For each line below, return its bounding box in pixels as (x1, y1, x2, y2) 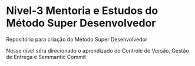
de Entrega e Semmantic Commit (6, 53, 87, 60)
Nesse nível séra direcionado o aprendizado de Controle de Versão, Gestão (6, 47, 190, 54)
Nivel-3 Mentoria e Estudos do (6, 4, 158, 18)
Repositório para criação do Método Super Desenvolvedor (6, 36, 148, 43)
